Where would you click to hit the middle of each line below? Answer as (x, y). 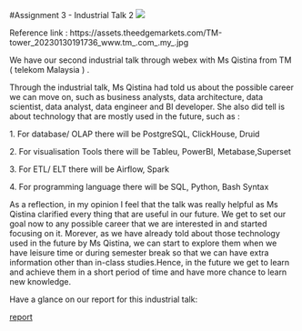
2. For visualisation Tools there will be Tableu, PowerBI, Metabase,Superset (150, 151)
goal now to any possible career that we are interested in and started (138, 224)
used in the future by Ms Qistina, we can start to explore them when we (143, 243)
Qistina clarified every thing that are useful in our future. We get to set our (148, 214)
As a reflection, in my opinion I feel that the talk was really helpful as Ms (144, 204)
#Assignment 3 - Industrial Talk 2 (71, 15)
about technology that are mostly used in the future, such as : (125, 116)
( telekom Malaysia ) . (50, 70)
